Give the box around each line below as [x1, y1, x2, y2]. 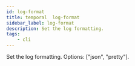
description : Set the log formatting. [6, 25, 104, 32]
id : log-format [6, 8, 45, 15]
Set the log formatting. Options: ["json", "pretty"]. [6, 53, 130, 60]
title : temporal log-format [6, 14, 80, 20]
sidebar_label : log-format [6, 20, 74, 26]
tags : [6, 31, 20, 37]
